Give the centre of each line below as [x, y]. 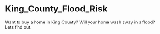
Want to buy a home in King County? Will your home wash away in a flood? [80, 22]
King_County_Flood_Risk [56, 9]
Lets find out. [18, 27]
